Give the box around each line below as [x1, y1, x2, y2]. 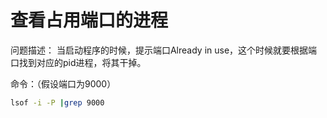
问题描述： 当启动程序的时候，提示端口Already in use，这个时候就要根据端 [10, 44, 318, 56]
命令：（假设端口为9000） [10, 77, 117, 90]
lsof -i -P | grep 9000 [10, 97, 105, 108]
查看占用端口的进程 [10, 9, 169, 32]
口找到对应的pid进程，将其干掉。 [10, 56, 147, 68]
